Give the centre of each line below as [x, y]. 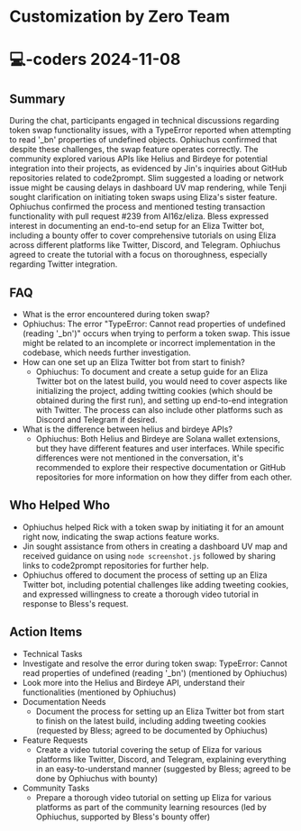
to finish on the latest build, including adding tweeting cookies [151, 721]
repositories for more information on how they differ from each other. [164, 477]
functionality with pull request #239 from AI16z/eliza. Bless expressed [139, 216]
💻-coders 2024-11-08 [95, 59]
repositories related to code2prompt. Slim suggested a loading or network [146, 178]
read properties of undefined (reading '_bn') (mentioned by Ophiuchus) [155, 672]
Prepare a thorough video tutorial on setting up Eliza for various [154, 797]
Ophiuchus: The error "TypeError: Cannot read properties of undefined [154, 324]
